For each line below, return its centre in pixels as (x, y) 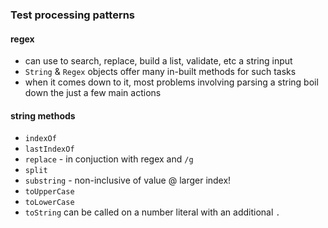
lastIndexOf (49, 149)
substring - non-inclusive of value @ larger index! (128, 180)
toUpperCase (49, 192)
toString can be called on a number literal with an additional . (152, 212)
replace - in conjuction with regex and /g (109, 159)
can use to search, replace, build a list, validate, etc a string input (158, 61)
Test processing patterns (73, 15)
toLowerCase (49, 203)
